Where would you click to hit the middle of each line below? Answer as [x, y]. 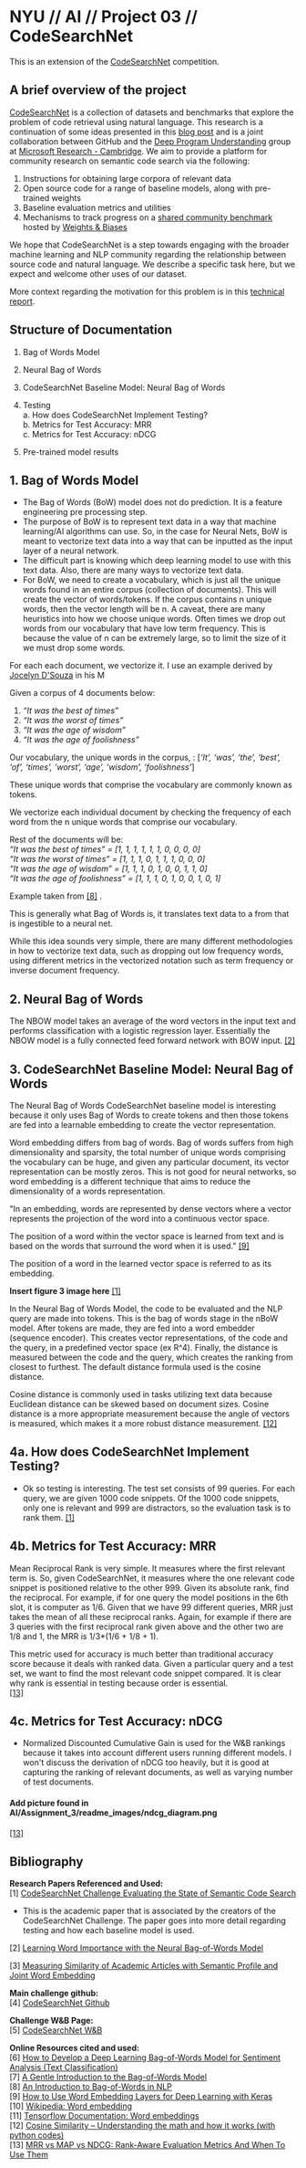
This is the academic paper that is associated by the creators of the [149, 1911]
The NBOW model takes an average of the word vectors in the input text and [153, 1021]
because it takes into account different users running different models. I [157, 1753]
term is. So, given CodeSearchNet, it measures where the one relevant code [152, 1578]
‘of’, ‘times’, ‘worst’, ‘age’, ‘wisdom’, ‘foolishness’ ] [102, 767]
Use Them [29, 2155]
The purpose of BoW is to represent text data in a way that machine [149, 521]
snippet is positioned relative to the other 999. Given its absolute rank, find [149, 1587]
